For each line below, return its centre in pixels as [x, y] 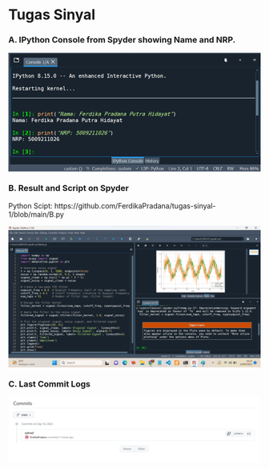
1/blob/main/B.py [36, 214]
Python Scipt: [31, 205]
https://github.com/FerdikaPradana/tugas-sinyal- [135, 205]
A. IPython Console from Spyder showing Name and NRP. [122, 40]
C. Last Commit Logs [49, 384]
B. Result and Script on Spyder [69, 188]
